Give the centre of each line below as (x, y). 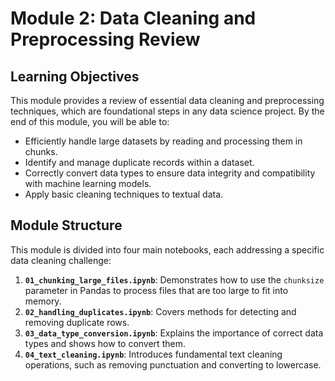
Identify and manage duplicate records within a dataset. (139, 162)
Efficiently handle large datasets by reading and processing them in (163, 141)
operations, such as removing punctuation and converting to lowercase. (173, 364)
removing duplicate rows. (77, 322)
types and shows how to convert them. (105, 343)
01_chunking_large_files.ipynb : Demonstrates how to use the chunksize (174, 279)
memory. (43, 301)
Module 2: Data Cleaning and (133, 18)
